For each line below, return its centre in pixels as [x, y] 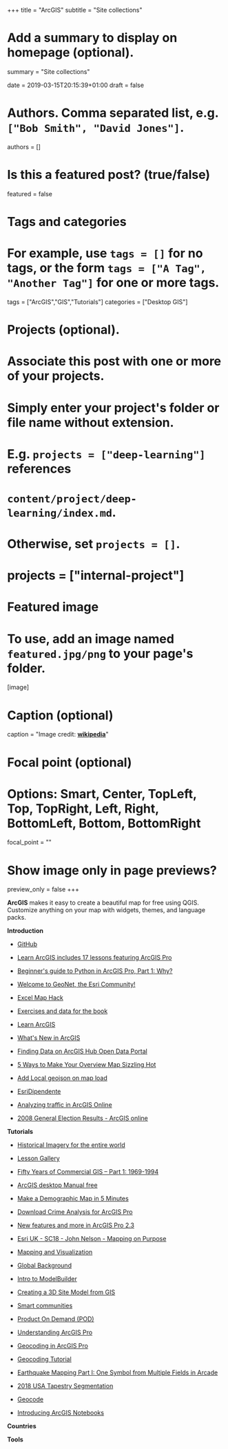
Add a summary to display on [92, 38]
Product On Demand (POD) [55, 1319]
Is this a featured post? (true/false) [109, 175]
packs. [17, 918]
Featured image [53, 607]
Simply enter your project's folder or [113, 408]
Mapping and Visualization [55, 1252]
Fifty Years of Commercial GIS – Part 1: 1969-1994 [88, 1172]
